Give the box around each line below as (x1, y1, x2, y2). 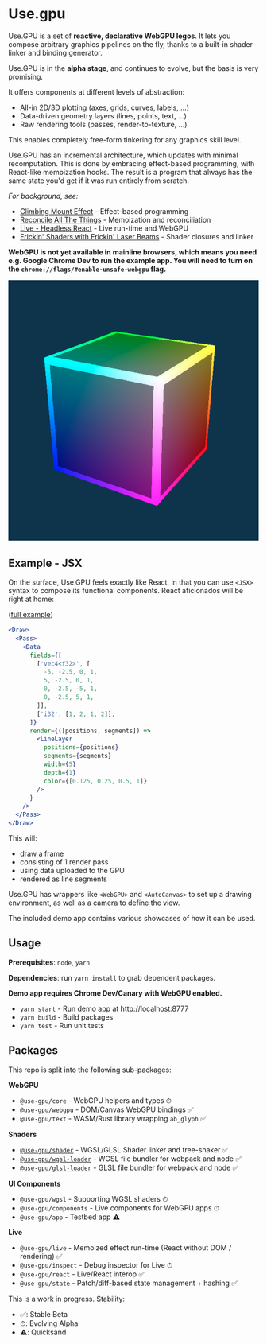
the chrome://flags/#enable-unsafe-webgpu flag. (8, 264, 167, 274)
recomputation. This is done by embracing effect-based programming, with (8, 158, 255, 168)
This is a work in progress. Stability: (8, 1294, 126, 1303)
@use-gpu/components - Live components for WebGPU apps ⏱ (19, 1202, 220, 1213)
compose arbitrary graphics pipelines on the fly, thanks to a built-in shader (8, 39, 253, 49)
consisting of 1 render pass (19, 857, 109, 867)
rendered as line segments (19, 874, 107, 884)
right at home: (8, 594, 54, 604)
